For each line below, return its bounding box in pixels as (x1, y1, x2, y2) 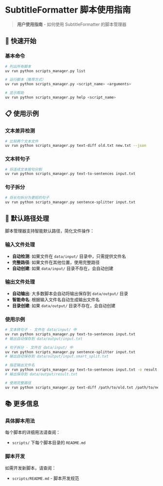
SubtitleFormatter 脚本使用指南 (5, 4, 131, 16)
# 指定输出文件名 (5, 363, 35, 368)
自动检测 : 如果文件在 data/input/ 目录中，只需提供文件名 (12, 253, 126, 259)
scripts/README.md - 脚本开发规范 (12, 475, 79, 481)
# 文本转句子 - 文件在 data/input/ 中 (5, 328, 77, 332)
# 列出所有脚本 (5, 64, 32, 69)
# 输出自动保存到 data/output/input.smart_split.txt (5, 354, 109, 359)
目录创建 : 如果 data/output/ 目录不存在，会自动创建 (12, 302, 115, 308)
